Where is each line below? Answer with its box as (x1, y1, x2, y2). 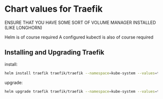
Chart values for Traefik (4, 3, 103, 15)
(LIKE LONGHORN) (4, 24, 42, 30)
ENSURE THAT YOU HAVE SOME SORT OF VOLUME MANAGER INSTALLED (4, 20, 156, 25)
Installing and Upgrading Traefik (4, 48, 105, 57)
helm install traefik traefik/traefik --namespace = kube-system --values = (4, 71, 158, 76)
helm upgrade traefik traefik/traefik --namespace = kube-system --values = (4, 89, 158, 94)
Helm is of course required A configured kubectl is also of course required (4, 34, 154, 40)
